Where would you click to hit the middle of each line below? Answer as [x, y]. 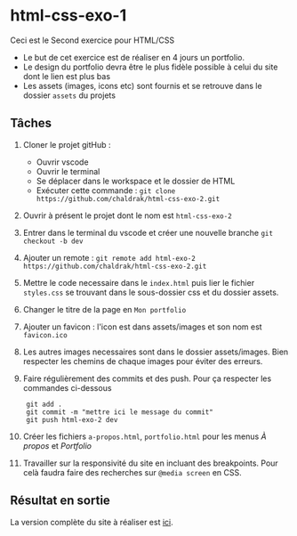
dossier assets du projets [69, 95]
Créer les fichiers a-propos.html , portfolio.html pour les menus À [145, 436]
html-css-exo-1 [68, 16]
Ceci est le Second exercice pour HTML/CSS [92, 40]
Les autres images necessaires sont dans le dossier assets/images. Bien [156, 352]
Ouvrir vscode [62, 162]
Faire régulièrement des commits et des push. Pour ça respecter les [147, 378]
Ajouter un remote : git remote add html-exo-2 [109, 257]
